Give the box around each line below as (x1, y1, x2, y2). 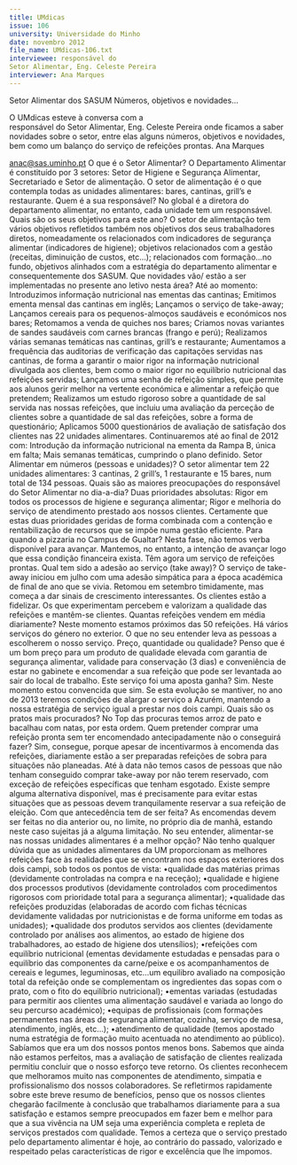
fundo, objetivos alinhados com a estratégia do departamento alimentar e (9, 260, 277, 271)
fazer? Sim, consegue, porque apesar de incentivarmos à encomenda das (9, 741, 279, 751)
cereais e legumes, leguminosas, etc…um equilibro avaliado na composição (9, 967, 285, 977)
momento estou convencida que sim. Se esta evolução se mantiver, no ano (9, 684, 284, 695)
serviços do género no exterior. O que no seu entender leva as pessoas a (9, 628, 277, 639)
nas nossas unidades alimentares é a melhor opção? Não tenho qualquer (9, 835, 276, 846)
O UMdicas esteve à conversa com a (9, 112, 144, 122)
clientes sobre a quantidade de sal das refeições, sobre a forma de (9, 411, 254, 422)
